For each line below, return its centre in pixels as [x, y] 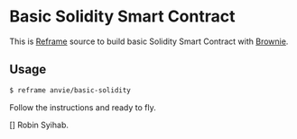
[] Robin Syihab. [39, 125]
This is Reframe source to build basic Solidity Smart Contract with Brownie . [149, 41]
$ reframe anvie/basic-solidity [70, 90]
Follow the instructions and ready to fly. [83, 107]
